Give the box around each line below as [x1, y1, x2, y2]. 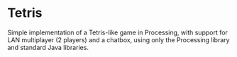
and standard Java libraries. [7, 43, 89, 51]
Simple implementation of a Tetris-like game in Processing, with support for [7, 28, 228, 37]
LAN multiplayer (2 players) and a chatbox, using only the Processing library [7, 35, 230, 44]
